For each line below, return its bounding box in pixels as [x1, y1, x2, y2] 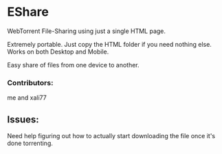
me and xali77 [7, 93, 47, 102]
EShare [7, 4, 49, 20]
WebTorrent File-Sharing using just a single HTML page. [7, 27, 166, 35]
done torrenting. [7, 139, 53, 148]
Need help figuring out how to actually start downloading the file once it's [7, 132, 215, 140]
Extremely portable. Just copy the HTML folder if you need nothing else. [7, 40, 212, 48]
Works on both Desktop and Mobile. [7, 47, 109, 56]
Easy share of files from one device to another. [7, 60, 140, 69]
